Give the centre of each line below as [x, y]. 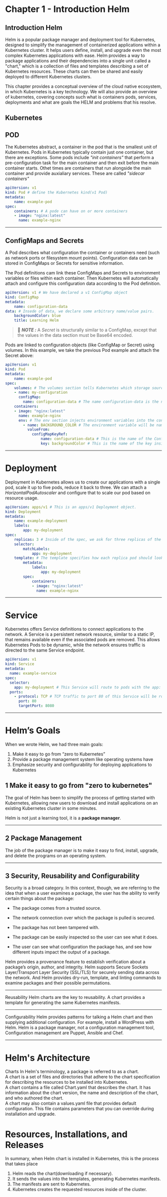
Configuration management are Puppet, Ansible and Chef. [64, 1033]
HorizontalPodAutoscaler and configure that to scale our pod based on [78, 492]
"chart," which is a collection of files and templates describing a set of [77, 66]
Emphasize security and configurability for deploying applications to [82, 764]
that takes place [22, 1164]
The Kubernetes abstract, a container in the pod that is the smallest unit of [81, 147]
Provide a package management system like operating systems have [83, 759]
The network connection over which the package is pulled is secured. [84, 918]
